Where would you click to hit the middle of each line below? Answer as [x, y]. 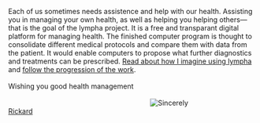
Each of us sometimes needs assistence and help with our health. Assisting [130, 11]
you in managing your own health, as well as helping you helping [113, 20]
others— [233, 20]
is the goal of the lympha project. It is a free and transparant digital [130, 28]
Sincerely [173, 103]
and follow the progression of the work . [72, 69]
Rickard [20, 111]
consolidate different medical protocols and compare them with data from [128, 45]
